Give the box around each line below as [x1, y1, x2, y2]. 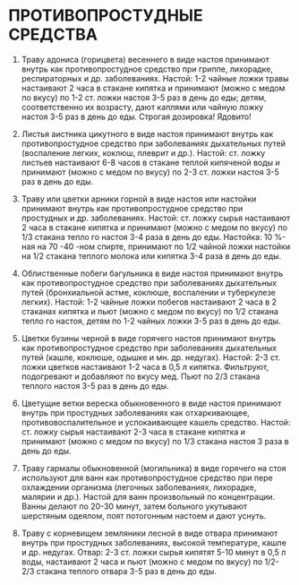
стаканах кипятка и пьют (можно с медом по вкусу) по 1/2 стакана [21, 305, 279, 316]
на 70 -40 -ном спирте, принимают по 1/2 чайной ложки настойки [37, 241, 291, 252]
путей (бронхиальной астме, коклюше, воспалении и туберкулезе [21, 287, 277, 297]
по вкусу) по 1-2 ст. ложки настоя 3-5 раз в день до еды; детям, [21, 91, 267, 103]
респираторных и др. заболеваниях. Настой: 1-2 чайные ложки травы [21, 73, 289, 83]
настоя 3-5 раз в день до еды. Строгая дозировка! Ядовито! [21, 111, 252, 122]
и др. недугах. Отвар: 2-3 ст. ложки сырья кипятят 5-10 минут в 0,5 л [21, 546, 286, 557]
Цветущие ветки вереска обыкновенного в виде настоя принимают [21, 398, 282, 409]
